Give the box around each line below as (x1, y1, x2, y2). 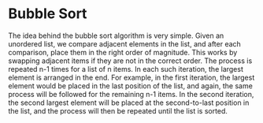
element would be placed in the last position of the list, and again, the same (8, 80, 254, 91)
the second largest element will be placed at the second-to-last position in (8, 98, 250, 107)
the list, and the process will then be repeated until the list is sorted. (8, 106, 228, 115)
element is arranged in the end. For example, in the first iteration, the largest (8, 73, 255, 82)
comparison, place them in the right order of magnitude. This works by (8, 47, 238, 57)
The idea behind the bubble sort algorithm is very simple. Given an (8, 31, 224, 40)
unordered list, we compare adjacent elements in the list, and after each (8, 39, 242, 48)
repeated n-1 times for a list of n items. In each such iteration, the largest (8, 64, 244, 73)
